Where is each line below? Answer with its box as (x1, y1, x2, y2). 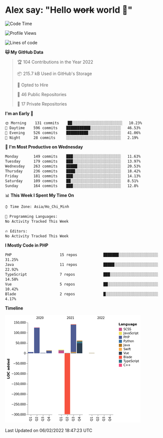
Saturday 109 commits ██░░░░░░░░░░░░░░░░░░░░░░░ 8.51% (5, 179, 139, 183)
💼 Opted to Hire (17, 82, 49, 88)
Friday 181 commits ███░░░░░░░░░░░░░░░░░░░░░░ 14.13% (5, 174, 141, 179)
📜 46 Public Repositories (17, 91, 67, 97)
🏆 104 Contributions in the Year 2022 (17, 59, 94, 65)
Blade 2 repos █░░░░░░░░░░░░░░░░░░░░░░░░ (5, 291, 159, 296)
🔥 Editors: (5, 229, 28, 233)
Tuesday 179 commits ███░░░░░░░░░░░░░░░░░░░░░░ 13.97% (5, 159, 141, 164)
